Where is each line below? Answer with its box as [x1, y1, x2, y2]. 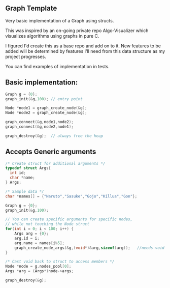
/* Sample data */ [5, 189, 44, 194]
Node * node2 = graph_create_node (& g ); [5, 110, 87, 116]
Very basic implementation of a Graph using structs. [5, 17, 114, 23]
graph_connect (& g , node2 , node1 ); [5, 124, 74, 129]
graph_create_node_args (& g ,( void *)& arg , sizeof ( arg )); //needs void [14, 245, 165, 250]
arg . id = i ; [14, 236, 40, 241]
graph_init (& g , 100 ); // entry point [5, 96, 83, 101]
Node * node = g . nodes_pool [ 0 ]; [5, 264, 72, 269]
